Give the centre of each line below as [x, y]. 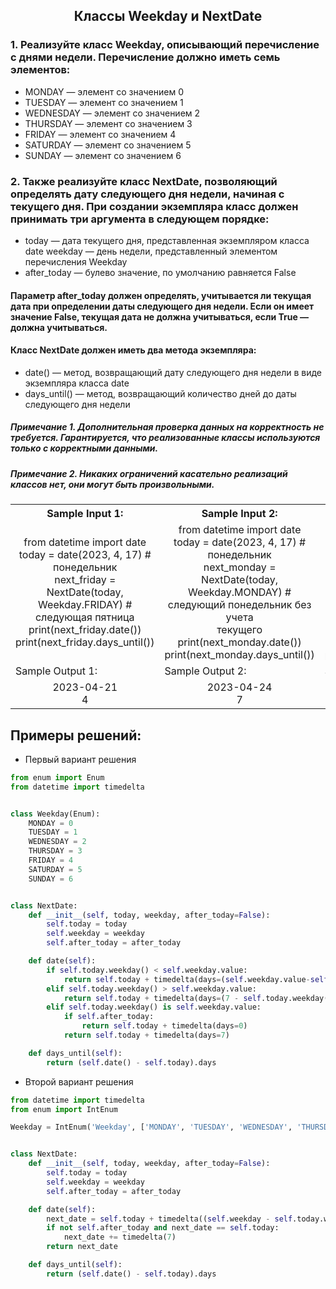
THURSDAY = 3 [55, 851]
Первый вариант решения [80, 759]
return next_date [82, 1247]
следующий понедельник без [239, 605]
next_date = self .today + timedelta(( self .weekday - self [169, 1219]
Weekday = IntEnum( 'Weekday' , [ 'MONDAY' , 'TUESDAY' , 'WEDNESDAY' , [151, 1127]
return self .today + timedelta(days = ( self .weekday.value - [187, 979]
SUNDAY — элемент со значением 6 [103, 155]
